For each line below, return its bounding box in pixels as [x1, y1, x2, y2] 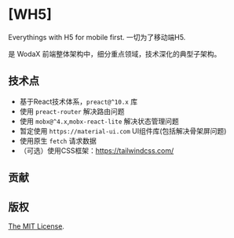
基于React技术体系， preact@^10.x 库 [19, 97, 138, 106]
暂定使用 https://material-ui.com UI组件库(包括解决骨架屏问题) [19, 126, 227, 135]
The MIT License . [8, 222, 65, 231]
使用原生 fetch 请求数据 [19, 136, 97, 145]
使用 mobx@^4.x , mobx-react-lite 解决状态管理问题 [19, 116, 179, 126]
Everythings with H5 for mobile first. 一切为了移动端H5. [8, 32, 186, 42]
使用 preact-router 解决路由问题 [19, 106, 125, 115]
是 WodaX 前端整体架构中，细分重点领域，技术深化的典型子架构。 [8, 49, 221, 58]
